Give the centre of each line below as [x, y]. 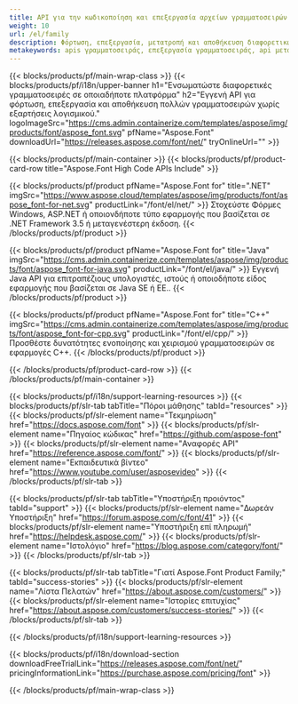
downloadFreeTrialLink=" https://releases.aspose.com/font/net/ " [126, 664]
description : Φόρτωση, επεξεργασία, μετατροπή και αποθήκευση [126, 42]
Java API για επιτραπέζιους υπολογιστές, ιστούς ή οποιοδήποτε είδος [138, 279]
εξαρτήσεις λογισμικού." [55, 114]
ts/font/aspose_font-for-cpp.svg [68, 333]
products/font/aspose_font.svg [66, 132]
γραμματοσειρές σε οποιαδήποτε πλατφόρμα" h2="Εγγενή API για [132, 95]
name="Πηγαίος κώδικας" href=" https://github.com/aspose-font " [161, 434]
